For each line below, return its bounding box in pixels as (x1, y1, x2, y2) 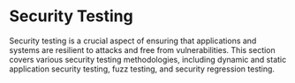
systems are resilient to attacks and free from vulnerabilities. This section (9, 44, 276, 55)
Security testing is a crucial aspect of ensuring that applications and (9, 35, 257, 46)
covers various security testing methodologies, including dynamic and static (9, 54, 287, 64)
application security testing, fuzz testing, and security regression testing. (9, 64, 276, 74)
